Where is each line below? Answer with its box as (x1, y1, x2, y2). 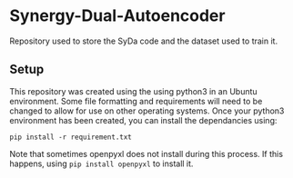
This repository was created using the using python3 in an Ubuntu (9, 85, 258, 96)
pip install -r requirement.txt (9, 133, 132, 142)
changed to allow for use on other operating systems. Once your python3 (9, 105, 285, 116)
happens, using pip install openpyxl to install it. (9, 158, 194, 169)
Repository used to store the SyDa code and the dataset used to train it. (9, 35, 278, 46)
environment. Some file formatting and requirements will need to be (9, 95, 263, 106)
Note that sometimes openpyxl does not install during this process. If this (9, 148, 284, 159)
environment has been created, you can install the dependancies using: (9, 114, 278, 125)
